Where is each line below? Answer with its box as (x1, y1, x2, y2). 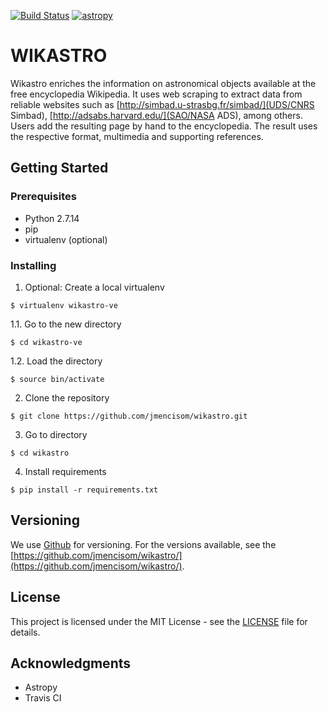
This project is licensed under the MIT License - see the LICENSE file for (10, 615, 308, 627)
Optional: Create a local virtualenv (24, 281, 165, 293)
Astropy (24, 681, 58, 694)
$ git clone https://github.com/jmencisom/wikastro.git (10, 411, 248, 421)
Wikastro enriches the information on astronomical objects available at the (10, 77, 317, 89)
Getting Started (10, 160, 109, 177)
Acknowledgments (10, 655, 132, 672)
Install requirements (24, 465, 107, 477)
